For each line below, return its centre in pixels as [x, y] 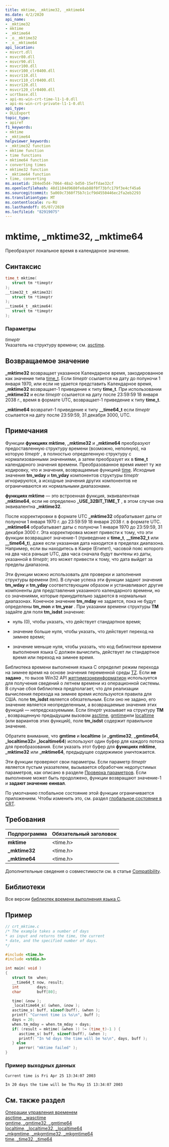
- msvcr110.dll [21, 76]
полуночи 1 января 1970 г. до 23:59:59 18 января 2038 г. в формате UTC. [83, 522]
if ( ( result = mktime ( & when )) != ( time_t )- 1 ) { [66, 1029]
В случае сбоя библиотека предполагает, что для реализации [72, 688]
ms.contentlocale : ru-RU [31, 202]
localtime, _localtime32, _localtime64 [44, 1128]
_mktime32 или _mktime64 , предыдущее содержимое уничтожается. [80, 752]
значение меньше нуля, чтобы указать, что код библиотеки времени [87, 646]
